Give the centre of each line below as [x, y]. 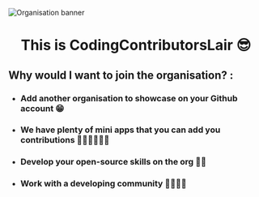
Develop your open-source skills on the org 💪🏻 [113, 162]
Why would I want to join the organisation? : [121, 75]
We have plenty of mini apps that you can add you [120, 130]
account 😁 [42, 108]
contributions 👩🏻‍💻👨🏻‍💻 [65, 140]
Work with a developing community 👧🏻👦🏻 [104, 184]
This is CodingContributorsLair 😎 [136, 45]
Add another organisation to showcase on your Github [129, 98]
